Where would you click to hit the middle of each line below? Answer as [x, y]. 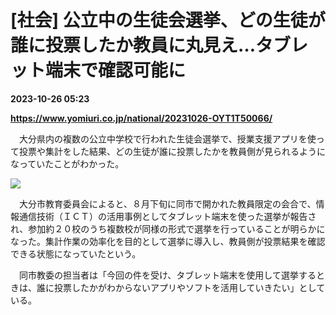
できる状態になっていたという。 [76, 253]
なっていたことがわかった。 [67, 163]
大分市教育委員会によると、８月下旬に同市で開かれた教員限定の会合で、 [167, 203]
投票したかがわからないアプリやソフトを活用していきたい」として [189, 287]
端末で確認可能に [116, 70]
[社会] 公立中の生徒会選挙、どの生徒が [168, 20]
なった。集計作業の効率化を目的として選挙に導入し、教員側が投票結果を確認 [168, 241]
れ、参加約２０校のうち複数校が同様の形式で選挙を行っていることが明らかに [168, 228]
